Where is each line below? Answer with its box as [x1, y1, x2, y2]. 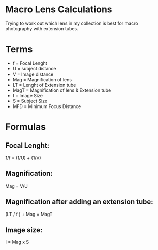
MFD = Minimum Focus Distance [12, 103, 81, 110]
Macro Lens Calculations [5, 4, 113, 15]
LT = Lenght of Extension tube [12, 82, 76, 88]
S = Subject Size [12, 98, 47, 104]
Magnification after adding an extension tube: [5, 198, 153, 206]
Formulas [5, 121, 46, 133]
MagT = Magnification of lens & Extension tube [12, 87, 111, 93]
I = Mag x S [5, 239, 29, 245]
